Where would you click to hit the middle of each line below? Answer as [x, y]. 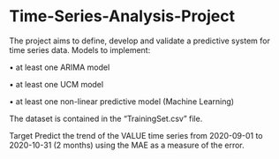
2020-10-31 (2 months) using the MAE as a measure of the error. [127, 145]
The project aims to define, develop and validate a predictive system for [140, 41]
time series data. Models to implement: [80, 49]
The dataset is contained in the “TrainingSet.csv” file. [106, 118]
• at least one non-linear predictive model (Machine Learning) [122, 101]
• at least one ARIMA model [60, 67]
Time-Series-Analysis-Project [122, 16]
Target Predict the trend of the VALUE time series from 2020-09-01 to [136, 135]
